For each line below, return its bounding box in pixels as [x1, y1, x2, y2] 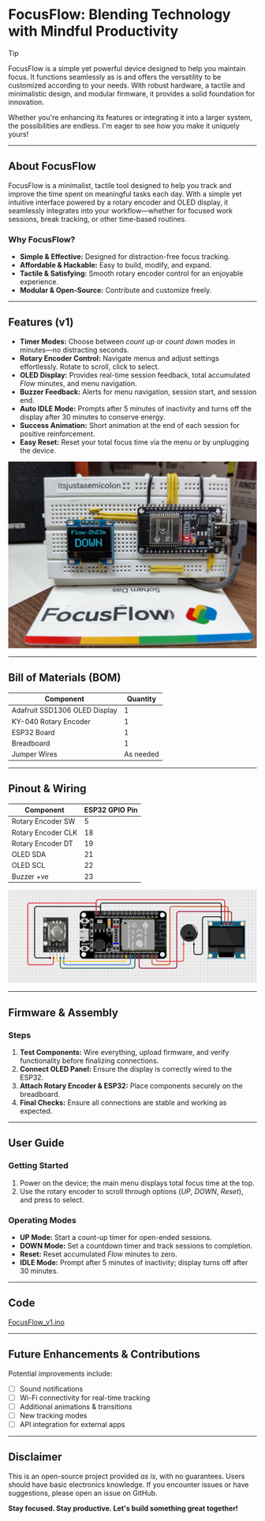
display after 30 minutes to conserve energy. [19, 412, 166, 422]
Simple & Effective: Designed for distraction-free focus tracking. [19, 252, 230, 261]
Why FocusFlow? [8, 234, 76, 245]
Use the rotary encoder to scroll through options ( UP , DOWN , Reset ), [19, 1186, 244, 1196]
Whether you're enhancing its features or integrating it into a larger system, [8, 112, 252, 122]
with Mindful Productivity [8, 22, 179, 40]
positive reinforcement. [19, 429, 95, 438]
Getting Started [8, 1160, 69, 1171]
